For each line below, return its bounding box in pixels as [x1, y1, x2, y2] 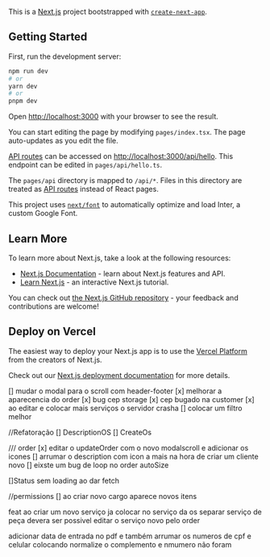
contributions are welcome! [8, 301, 99, 311]
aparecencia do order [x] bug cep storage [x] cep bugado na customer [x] [8, 394, 255, 404]
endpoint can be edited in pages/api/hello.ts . [8, 160, 163, 170]
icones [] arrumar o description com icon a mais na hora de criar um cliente [8, 451, 260, 461]
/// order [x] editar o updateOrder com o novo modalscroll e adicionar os [8, 443, 249, 452]
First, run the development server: [8, 52, 122, 61]
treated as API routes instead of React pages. [8, 185, 159, 194]
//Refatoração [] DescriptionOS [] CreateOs [8, 427, 152, 437]
